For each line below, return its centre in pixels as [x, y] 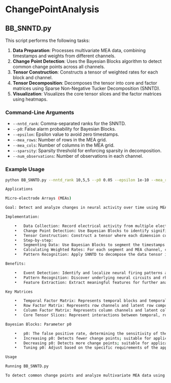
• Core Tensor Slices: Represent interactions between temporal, [87, 315]
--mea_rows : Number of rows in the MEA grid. [60, 140]
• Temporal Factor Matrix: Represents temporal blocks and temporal [91, 301]
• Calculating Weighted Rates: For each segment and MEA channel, [89, 250]
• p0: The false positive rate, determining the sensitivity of [86, 333]
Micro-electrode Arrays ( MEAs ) [38, 198]
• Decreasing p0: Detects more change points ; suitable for [82, 343]
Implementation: [22, 217]
